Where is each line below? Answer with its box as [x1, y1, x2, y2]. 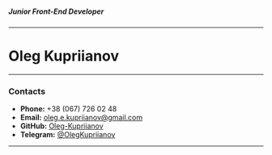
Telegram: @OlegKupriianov [19, 130, 116, 140]
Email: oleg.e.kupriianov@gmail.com [19, 113, 143, 123]
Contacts [8, 86, 46, 97]
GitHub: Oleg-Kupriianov [19, 121, 104, 131]
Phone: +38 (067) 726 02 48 [19, 104, 117, 114]
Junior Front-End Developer [8, 6, 104, 16]
